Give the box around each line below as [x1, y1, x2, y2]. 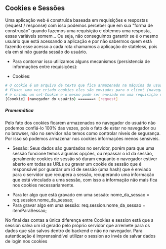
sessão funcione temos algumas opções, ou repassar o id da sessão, [12, 151, 153, 157]
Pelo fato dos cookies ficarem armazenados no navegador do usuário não [5, 120, 156, 126]
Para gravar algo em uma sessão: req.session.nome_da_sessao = [12, 202, 146, 208]
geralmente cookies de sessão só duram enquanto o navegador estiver [12, 156, 158, 162]
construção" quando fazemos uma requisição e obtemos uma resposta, [5, 27, 151, 34]
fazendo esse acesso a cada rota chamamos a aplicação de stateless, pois [5, 43, 158, 49]
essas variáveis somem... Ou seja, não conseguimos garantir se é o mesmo [5, 33, 159, 39]
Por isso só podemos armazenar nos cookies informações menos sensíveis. [5, 136, 160, 142]
